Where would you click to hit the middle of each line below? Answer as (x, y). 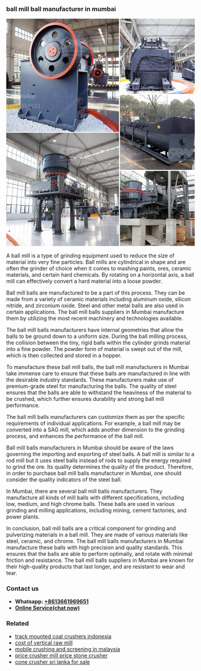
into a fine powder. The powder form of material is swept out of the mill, (95, 349)
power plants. (23, 516)
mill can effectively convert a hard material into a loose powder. (84, 281)
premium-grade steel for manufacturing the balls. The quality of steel (91, 386)
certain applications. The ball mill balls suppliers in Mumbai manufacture (95, 311)
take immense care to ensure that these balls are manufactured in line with (98, 373)
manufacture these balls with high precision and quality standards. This (94, 547)
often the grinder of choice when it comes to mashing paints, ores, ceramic (99, 268)
